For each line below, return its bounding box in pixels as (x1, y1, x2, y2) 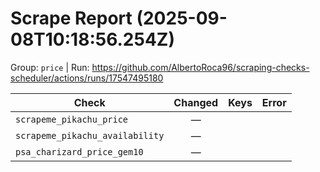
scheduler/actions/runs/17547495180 (10, 72, 164, 84)
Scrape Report (10, 7, 133, 30)
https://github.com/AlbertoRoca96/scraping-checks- (91, 61, 310, 73)
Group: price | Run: (10, 61, 90, 73)
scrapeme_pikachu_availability (15, 130, 165, 141)
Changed (173, 95, 219, 109)
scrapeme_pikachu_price (15, 113, 129, 125)
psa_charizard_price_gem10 (15, 146, 144, 157)
